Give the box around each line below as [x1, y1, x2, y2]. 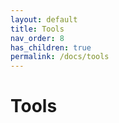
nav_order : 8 [10, 33, 65, 43]
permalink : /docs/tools [10, 52, 110, 62]
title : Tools [10, 24, 65, 34]
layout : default [10, 14, 78, 25]
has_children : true [10, 42, 92, 53]
